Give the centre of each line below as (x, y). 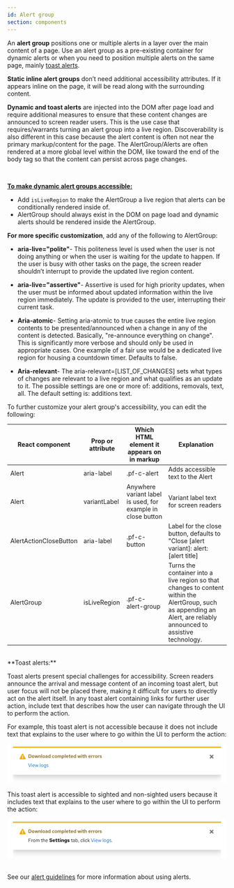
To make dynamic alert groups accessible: (70, 186)
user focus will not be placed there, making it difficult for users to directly (112, 690)
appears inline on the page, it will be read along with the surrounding (106, 86)
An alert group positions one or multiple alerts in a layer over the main (108, 43)
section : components (37, 22)
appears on (145, 452)
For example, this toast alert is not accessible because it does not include (112, 727)
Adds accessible (192, 469)
